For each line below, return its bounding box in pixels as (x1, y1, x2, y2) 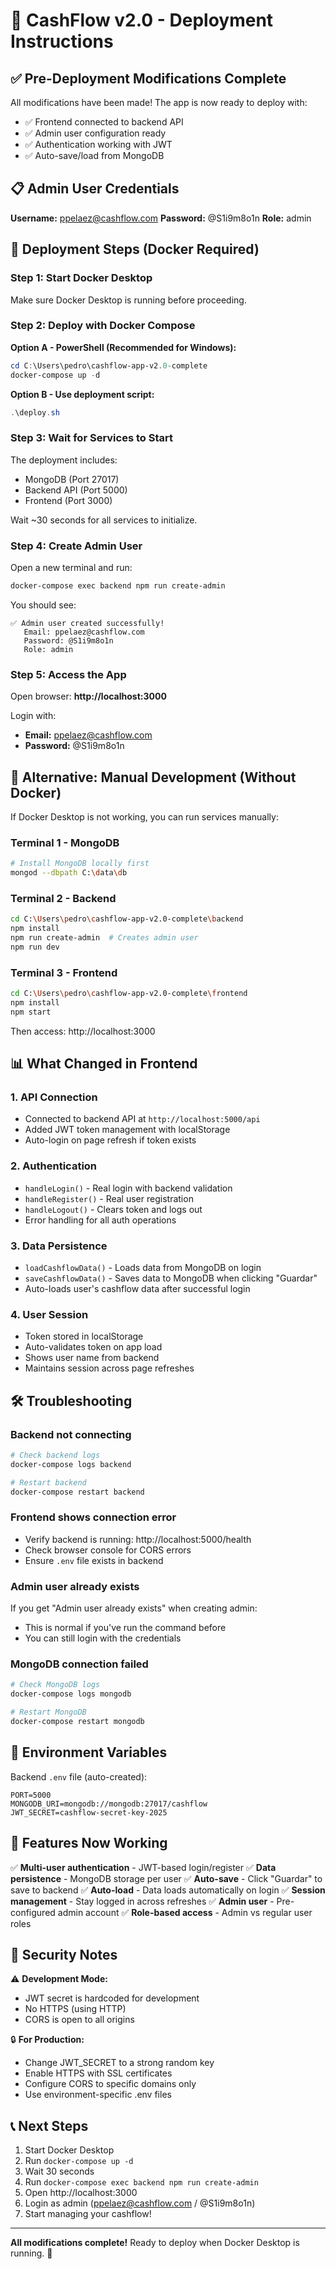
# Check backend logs (10, 1450, 101, 1461)
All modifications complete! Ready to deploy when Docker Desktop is (10, 2237, 300, 2249)
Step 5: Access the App (10, 667, 127, 681)
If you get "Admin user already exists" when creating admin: (10, 1602, 258, 1614)
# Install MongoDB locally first (10, 859, 150, 869)
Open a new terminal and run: (10, 562, 133, 574)
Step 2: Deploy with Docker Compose (10, 319, 196, 333)
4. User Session (10, 1307, 89, 1321)
